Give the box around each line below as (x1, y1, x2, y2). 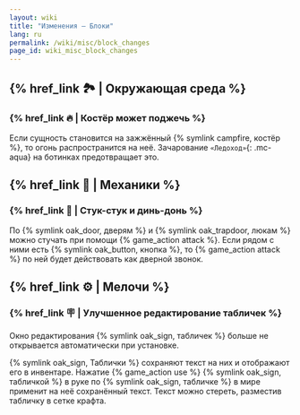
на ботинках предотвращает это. (32, 151, 159, 162)
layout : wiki (9, 13, 58, 22)
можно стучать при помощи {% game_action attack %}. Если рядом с (9, 234, 275, 245)
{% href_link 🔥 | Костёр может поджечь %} (9, 112, 206, 125)
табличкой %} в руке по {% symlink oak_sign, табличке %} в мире (9, 376, 261, 387)
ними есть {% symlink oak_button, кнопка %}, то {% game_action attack (9, 244, 280, 255)
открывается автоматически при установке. (9, 340, 179, 350)
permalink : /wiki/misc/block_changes (9, 38, 150, 48)
